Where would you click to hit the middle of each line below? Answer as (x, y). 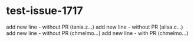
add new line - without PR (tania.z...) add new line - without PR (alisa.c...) (95, 27)
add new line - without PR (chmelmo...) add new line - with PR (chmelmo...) (97, 33)
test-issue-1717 (45, 11)
